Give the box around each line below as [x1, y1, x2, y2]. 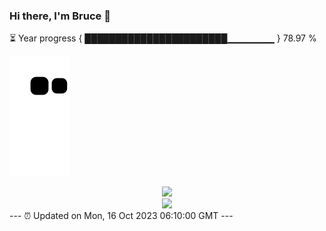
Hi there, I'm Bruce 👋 [9, 9, 111, 23]
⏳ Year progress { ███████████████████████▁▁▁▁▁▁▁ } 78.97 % [9, 32, 317, 44]
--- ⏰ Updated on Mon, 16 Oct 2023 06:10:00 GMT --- [9, 210, 234, 222]
